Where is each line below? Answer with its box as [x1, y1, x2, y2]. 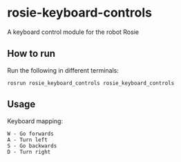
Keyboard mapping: [7, 116, 64, 125]
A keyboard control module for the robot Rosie [7, 28, 140, 36]
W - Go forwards [7, 130, 54, 137]
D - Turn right [7, 148, 51, 155]
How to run [7, 48, 56, 60]
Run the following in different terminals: [7, 66, 120, 74]
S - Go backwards [7, 142, 57, 150]
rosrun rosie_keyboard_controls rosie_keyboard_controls [7, 80, 175, 87]
